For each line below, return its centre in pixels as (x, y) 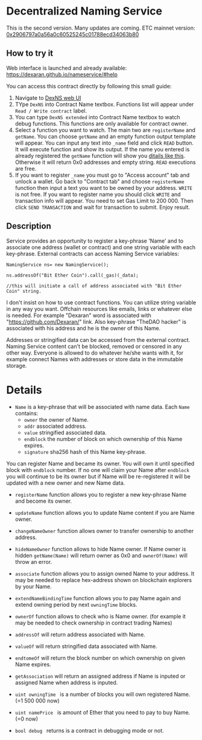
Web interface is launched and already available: (67, 68)
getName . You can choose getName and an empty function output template (105, 136)
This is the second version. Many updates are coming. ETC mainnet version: (101, 28)
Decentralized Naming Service (84, 11)
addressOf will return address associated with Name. (80, 634)
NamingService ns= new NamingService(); (58, 264)
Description (29, 226)
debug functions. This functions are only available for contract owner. (102, 123)
